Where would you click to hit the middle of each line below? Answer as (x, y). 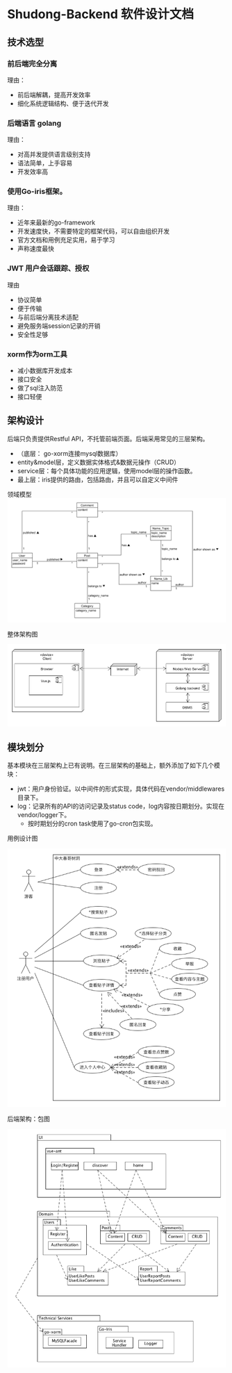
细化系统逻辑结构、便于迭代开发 (63, 103)
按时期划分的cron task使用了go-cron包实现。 (92, 823)
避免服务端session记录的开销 (59, 326)
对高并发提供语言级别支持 (54, 154)
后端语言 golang (34, 123)
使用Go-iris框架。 (37, 192)
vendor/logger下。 (44, 815)
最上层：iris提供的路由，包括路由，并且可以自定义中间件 (98, 479)
